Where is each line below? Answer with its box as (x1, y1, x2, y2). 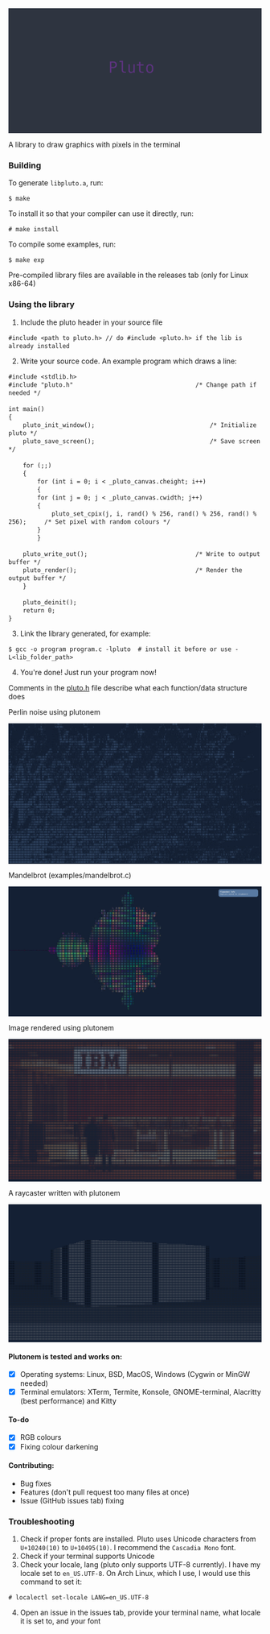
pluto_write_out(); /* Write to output (22, 550, 261, 558)
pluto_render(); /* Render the (22, 566, 243, 574)
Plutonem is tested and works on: (8, 1351, 123, 1361)
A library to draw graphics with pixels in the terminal (8, 139, 181, 149)
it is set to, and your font (19, 1616, 101, 1626)
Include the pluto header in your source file (19, 317, 163, 327)
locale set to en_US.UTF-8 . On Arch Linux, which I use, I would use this (19, 1569, 251, 1578)
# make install (8, 226, 59, 234)
